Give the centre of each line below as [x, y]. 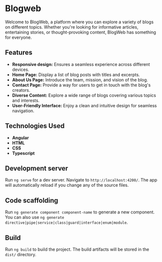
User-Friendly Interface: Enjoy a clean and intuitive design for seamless [84, 105]
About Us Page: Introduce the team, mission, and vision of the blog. [80, 80]
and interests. [26, 100]
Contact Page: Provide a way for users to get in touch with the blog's [81, 85]
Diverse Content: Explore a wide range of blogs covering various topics [84, 95]
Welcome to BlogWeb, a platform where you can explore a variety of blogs [79, 22]
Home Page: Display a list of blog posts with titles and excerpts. [76, 74]
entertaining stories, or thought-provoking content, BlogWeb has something [81, 32]
